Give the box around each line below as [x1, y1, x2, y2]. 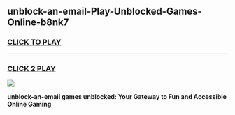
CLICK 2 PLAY [7, 63, 56, 73]
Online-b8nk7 [7, 17, 69, 29]
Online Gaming [7, 100, 52, 108]
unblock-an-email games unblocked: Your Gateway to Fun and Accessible [7, 92, 227, 100]
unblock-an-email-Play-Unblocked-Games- [7, 6, 203, 17]
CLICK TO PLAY [7, 38, 62, 47]
